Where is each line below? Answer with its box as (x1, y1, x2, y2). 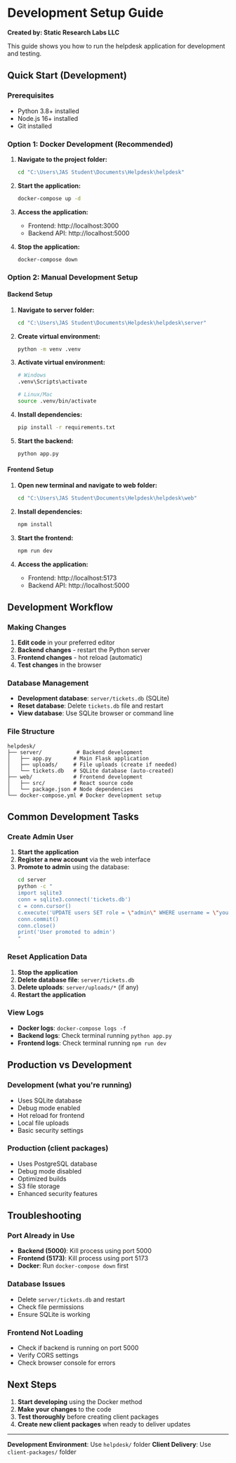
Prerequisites (7, 91, 54, 100)
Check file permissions (17, 1302, 84, 1311)
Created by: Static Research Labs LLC (7, 28, 120, 37)
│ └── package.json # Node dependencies (7, 786, 133, 793)
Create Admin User (7, 832, 74, 842)
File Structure (7, 727, 55, 736)
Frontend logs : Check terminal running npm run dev (17, 1039, 167, 1047)
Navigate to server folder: (17, 306, 95, 314)
